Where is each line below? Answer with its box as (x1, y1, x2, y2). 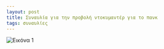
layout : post (6, 8, 40, 15)
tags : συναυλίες (6, 20, 48, 26)
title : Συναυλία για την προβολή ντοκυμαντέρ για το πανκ (6, 15, 158, 21)
